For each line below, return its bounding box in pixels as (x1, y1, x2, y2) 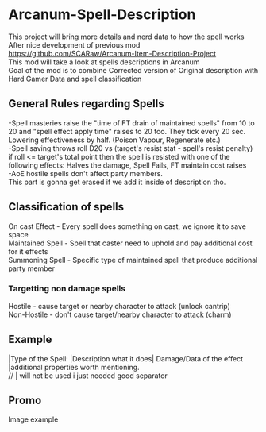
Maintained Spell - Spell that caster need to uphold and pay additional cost (8, 238, 253, 248)
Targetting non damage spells (8, 283, 125, 295)
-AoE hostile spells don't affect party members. (8, 168, 163, 178)
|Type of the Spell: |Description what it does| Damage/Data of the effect (8, 353, 244, 363)
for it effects (8, 246, 48, 256)
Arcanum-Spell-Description (8, 6, 196, 24)
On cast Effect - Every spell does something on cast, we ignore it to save (8, 221, 246, 231)
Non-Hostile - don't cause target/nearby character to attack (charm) (8, 310, 232, 319)
